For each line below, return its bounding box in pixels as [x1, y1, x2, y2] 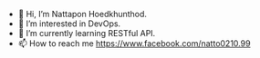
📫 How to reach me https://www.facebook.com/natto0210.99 [17, 38, 251, 49]
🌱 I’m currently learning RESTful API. [17, 28, 156, 38]
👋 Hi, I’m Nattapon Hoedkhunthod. [17, 9, 148, 19]
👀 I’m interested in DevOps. [17, 18, 121, 29]
